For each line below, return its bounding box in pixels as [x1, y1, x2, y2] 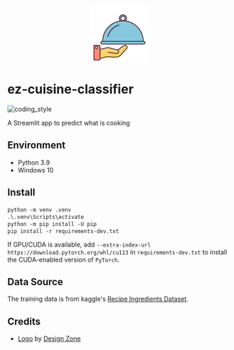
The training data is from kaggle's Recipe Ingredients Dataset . [7, 294, 188, 304]
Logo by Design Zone [17, 334, 81, 343]
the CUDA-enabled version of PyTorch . [7, 255, 119, 264]
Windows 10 [17, 165, 54, 174]
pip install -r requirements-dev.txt [7, 227, 119, 235]
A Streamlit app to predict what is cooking [7, 118, 130, 127]
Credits [7, 315, 41, 327]
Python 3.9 [17, 158, 50, 167]
